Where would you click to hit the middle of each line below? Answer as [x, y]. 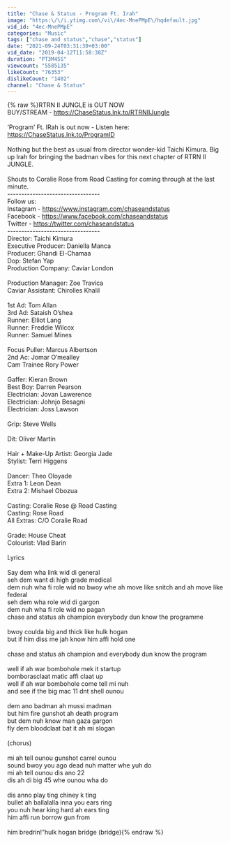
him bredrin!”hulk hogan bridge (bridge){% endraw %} [85, 833]
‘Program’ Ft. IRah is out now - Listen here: [69, 127]
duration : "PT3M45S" [37, 59]
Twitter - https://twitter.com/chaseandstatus [71, 223]
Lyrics [16, 558]
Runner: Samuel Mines [39, 335]
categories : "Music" [37, 33]
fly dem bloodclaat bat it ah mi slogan [61, 728]
